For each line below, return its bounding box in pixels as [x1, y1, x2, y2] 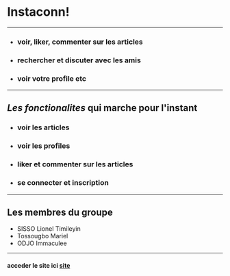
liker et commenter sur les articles [16, 160, 133, 169]
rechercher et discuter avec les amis [16, 55, 142, 65]
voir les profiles [16, 141, 71, 151]
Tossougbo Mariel [16, 232, 68, 240]
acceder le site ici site [7, 261, 71, 269]
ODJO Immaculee [16, 239, 67, 247]
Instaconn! [7, 4, 70, 20]
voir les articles [16, 123, 70, 132]
